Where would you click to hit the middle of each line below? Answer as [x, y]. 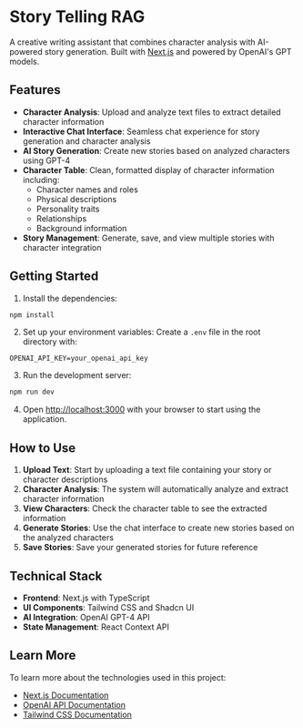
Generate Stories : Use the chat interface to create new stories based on [158, 528]
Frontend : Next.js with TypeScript [86, 598]
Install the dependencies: [70, 298]
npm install [32, 315]
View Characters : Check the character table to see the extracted [145, 508]
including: [41, 179]
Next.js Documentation [66, 695]
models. [25, 61]
